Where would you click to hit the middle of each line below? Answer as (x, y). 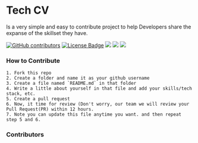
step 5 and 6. (24, 120)
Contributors (25, 135)
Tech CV (28, 10)
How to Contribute (33, 61)
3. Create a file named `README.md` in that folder (71, 84)
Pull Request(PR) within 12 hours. (50, 109)
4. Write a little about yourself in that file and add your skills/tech (99, 89)
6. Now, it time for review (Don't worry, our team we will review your (98, 104)
